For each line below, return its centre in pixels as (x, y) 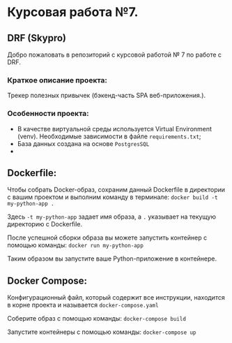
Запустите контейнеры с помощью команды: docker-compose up (102, 332)
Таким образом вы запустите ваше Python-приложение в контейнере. (112, 258)
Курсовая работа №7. (73, 12)
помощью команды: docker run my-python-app (76, 245)
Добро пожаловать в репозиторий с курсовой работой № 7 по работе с (114, 54)
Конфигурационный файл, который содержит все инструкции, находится (116, 298)
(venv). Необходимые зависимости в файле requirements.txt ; (109, 136)
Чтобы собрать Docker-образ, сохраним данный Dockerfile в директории (116, 190)
